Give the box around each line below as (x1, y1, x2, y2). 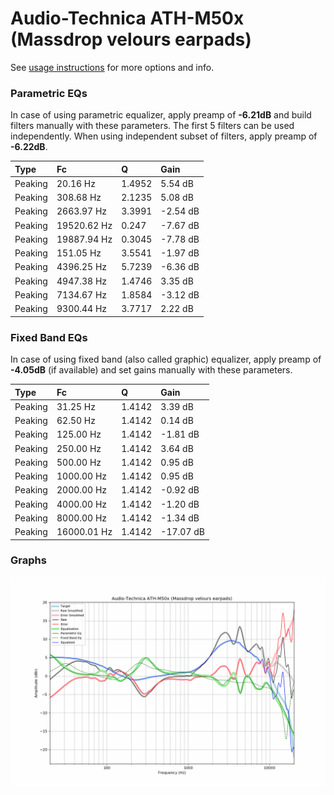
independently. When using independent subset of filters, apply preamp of (10, 130, 318, 142)
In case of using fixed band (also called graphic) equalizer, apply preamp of (10, 353, 322, 366)
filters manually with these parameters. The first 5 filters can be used (10, 120, 295, 132)
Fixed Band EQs (10, 330, 88, 344)
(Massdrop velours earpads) (10, 28, 252, 51)
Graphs (10, 553, 47, 567)
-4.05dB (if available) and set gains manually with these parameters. (10, 364, 293, 376)
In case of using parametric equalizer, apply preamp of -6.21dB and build (10, 109, 312, 121)
